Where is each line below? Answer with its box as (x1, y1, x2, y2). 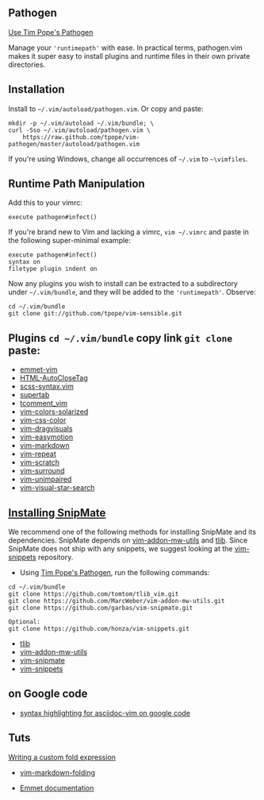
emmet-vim (19, 365, 58, 374)
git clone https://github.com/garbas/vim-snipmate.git (8, 604, 193, 613)
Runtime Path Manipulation (8, 177, 145, 191)
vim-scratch (19, 458, 59, 467)
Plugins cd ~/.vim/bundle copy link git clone (8, 331, 233, 345)
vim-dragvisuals (19, 424, 73, 434)
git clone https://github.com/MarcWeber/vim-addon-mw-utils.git (8, 597, 225, 605)
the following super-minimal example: (8, 236, 131, 245)
